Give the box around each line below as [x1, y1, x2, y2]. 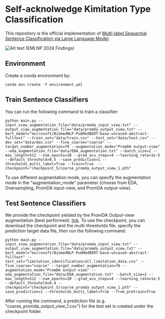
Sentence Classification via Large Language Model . [5, 36, 110, 41]
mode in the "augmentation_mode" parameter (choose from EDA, [5, 179, 138, 186]
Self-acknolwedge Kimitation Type [5, 3, 151, 15]
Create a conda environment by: [5, 73, 71, 79]
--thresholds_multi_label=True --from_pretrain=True [44, 289, 156, 294]
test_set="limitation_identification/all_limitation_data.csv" [5, 259, 138, 264]
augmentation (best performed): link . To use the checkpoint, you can [5, 217, 145, 223]
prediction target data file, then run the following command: [5, 228, 126, 234]
